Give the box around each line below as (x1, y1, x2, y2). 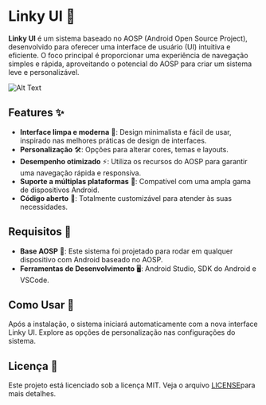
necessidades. (19, 202, 68, 211)
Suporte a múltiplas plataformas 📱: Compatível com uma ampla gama (19, 176, 251, 186)
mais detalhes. (8, 389, 57, 399)
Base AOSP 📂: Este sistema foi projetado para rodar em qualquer (19, 246, 233, 256)
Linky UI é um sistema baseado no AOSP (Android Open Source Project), (8, 33, 248, 43)
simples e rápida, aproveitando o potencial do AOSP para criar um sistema (8, 59, 252, 69)
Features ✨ (8, 106, 65, 120)
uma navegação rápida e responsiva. (19, 167, 142, 178)
